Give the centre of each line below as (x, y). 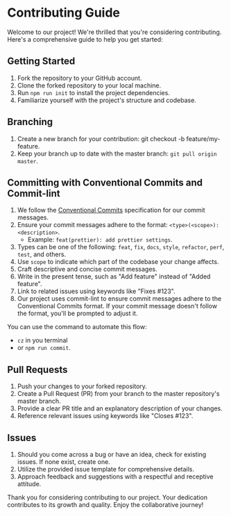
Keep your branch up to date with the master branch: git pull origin (117, 153)
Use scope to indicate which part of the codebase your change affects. (118, 262)
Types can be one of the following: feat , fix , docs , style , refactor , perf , (121, 247)
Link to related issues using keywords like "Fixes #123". (96, 291)
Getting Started (41, 61)
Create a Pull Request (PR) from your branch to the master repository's (118, 394)
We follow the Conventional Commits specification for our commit (111, 210)
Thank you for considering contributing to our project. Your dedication (108, 497)
